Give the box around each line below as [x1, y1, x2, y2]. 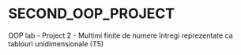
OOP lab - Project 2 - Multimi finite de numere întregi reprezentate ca [8, 31, 233, 40]
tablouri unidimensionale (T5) [8, 38, 104, 48]
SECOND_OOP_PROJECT [8, 5, 175, 23]
